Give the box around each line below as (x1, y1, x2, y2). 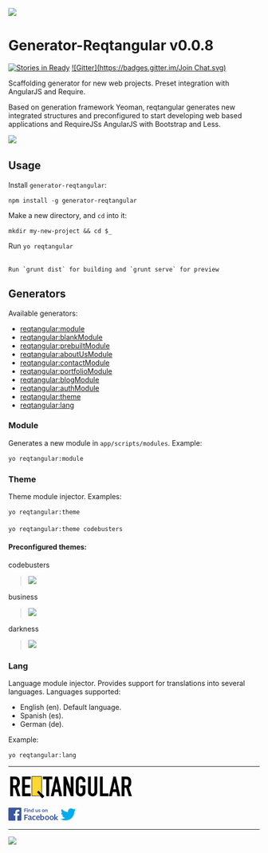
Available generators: (8, 308, 78, 318)
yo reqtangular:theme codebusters (8, 525, 124, 533)
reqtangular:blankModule (19, 332, 103, 342)
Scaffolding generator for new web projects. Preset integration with (8, 78, 230, 88)
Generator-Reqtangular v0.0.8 (8, 37, 214, 55)
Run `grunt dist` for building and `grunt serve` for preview (8, 265, 219, 273)
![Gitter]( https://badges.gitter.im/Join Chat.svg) (71, 62, 227, 72)
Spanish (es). (19, 711, 64, 720)
